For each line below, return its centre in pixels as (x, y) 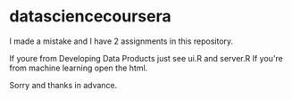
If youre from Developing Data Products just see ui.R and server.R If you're (146, 58)
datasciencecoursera (90, 16)
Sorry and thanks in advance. (63, 85)
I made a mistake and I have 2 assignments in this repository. (121, 41)
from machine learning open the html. (79, 68)
